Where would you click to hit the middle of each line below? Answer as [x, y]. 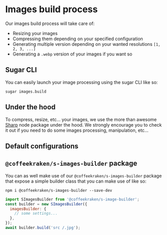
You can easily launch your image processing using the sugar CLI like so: [82, 82]
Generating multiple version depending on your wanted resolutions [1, [87, 44]
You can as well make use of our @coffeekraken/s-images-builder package [83, 175]
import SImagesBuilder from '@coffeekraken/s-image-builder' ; [72, 199]
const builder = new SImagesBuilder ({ [46, 204]
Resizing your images [35, 33]
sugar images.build [26, 92]
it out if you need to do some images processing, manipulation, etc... [77, 130]
